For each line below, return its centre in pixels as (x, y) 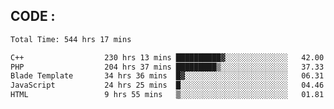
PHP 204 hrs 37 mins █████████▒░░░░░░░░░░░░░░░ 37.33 (167, 67)
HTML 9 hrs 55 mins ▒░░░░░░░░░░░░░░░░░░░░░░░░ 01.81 (167, 95)
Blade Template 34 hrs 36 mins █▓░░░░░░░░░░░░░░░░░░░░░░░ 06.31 (167, 76)
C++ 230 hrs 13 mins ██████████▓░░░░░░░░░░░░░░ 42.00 (167, 57)
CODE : (33, 16)
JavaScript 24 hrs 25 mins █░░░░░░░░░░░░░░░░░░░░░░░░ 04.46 (167, 85)
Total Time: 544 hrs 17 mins (71, 39)
